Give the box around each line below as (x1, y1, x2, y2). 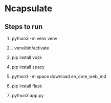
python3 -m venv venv (11, 35, 58, 41)
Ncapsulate (4, 3, 52, 14)
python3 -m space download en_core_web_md (11, 74, 107, 79)
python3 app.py (11, 93, 44, 98)
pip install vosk (11, 54, 42, 60)
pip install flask (11, 83, 43, 89)
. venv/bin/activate (11, 45, 49, 51)
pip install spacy (11, 64, 45, 70)
